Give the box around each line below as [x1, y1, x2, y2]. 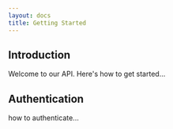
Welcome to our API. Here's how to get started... [8, 69, 166, 79]
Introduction [8, 48, 71, 62]
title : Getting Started [8, 19, 87, 27]
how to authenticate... [8, 113, 79, 123]
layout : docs [8, 11, 51, 20]
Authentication [8, 92, 85, 105]
